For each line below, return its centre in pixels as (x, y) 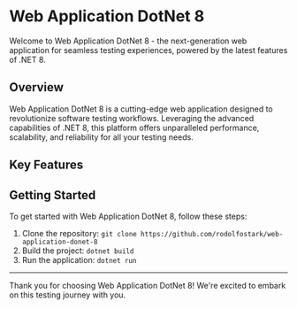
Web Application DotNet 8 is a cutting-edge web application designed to (141, 109)
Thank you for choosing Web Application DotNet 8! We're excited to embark (148, 285)
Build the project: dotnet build (78, 251)
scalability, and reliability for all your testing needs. (102, 137)
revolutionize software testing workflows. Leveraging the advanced (132, 118)
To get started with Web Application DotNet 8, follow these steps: (128, 216)
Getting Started (53, 195)
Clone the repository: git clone (79, 233)
